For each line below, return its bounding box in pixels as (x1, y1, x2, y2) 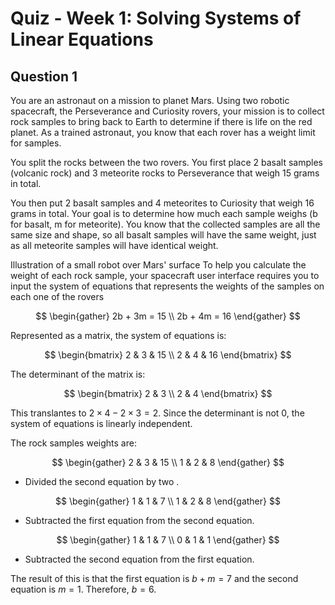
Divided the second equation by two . (24, 476, 180, 487)
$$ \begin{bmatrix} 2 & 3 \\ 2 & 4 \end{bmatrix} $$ (63, 388, 273, 399)
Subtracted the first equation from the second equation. (24, 515, 255, 526)
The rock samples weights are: (10, 437, 137, 449)
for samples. (10, 137, 62, 149)
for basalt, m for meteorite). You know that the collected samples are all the (10, 218, 321, 230)
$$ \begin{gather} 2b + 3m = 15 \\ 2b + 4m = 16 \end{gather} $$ (35, 310, 301, 322)
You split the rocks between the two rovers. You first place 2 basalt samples (10, 157, 323, 168)
